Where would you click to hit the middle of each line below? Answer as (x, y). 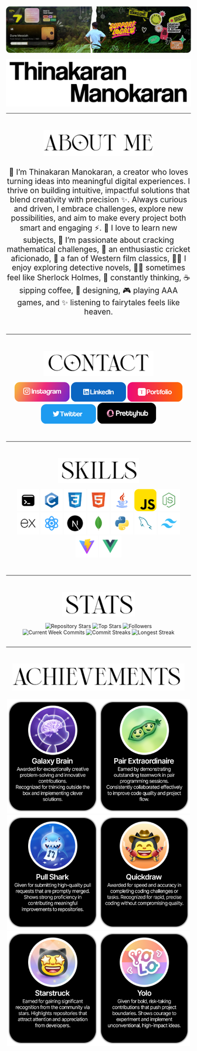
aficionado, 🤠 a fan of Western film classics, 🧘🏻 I (98, 258)
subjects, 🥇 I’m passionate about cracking (98, 240)
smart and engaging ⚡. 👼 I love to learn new (98, 228)
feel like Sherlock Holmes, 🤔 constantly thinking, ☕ (98, 278)
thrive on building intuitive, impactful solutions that (98, 191)
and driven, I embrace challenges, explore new (98, 209)
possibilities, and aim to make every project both (98, 218)
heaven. (98, 312)
